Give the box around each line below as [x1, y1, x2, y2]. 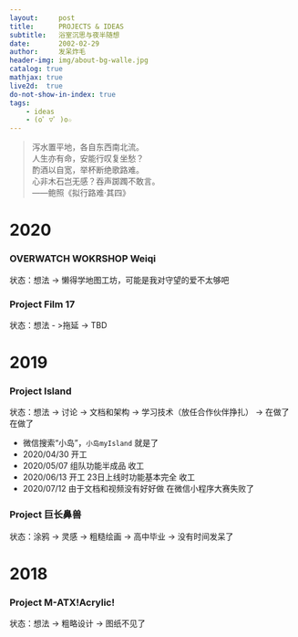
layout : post [9, 13, 76, 23]
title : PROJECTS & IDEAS [9, 22, 125, 31]
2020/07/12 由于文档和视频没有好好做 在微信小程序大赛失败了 [22, 483, 255, 494]
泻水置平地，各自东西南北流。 [31, 142, 144, 153]
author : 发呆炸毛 [9, 48, 87, 57]
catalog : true [9, 65, 64, 74]
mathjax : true [9, 73, 64, 82]
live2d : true [9, 81, 64, 90]
